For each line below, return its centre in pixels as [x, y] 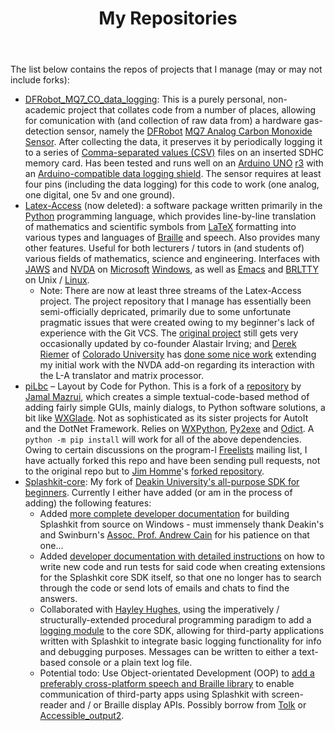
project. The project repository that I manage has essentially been [175, 301]
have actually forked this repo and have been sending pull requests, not [172, 461]
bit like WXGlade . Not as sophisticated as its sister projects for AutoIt [166, 418]
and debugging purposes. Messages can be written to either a [168, 652]
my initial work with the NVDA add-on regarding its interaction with [177, 365]
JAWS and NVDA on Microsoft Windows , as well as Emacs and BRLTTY [171, 269]
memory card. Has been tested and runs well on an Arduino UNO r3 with [174, 163]
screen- [287, 694]
